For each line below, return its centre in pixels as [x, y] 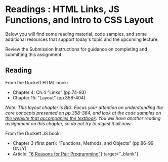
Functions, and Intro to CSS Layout [79, 20]
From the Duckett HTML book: [37, 82]
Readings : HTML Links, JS [62, 9]
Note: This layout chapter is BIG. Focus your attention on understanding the [84, 107]
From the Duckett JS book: [33, 133]
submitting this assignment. [34, 55]
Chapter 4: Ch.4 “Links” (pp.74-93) [49, 92]
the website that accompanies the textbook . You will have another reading [83, 118]
